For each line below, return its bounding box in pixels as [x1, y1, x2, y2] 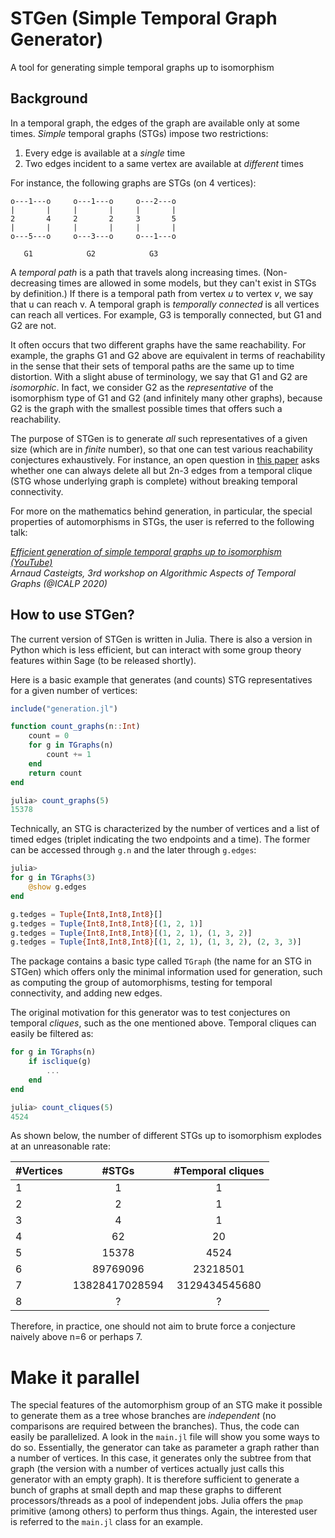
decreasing [10, 277, 57, 289]
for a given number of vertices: [10, 684, 138, 696]
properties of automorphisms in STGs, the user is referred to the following [10, 515, 315, 527]
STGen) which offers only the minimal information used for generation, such [10, 966, 323, 978]
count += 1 [46, 750, 92, 760]
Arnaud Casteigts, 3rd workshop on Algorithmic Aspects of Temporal [10, 567, 297, 579]
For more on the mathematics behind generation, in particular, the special [10, 505, 313, 517]
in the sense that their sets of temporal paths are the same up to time [10, 360, 295, 372]
